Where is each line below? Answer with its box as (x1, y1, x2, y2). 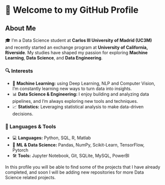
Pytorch (12, 147, 29, 153)
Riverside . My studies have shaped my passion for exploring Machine (5, 50, 148, 56)
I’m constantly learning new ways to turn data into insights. (12, 86, 132, 92)
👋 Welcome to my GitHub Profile (5, 4, 139, 16)
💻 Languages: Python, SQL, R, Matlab (12, 135, 91, 141)
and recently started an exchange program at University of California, (5, 44, 148, 50)
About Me (5, 24, 36, 32)
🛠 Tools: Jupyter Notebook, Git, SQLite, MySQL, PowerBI (12, 153, 130, 158)
